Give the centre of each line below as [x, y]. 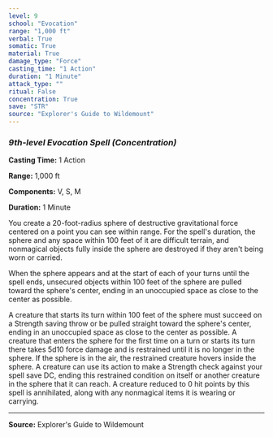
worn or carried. [35, 257]
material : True [34, 54]
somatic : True [32, 46]
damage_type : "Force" [45, 62]
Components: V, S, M [45, 192]
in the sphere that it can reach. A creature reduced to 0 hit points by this [129, 384]
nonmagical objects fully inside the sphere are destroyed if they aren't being [136, 249]
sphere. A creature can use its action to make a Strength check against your [135, 367]
